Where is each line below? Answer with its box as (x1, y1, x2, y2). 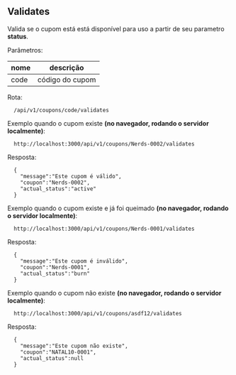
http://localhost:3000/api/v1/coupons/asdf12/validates (13, 310, 182, 317)
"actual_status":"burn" (20, 270, 91, 277)
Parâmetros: (7, 45, 43, 54)
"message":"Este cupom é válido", (20, 173, 122, 180)
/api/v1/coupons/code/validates (13, 107, 110, 114)
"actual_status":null (20, 354, 84, 362)
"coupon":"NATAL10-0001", (20, 348, 97, 356)
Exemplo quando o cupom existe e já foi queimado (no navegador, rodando (7, 204, 229, 212)
